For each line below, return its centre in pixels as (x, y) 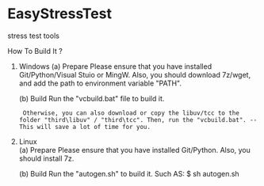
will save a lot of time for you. (94, 127)
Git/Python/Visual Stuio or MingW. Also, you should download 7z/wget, (135, 74)
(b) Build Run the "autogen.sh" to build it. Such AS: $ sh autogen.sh (129, 173)
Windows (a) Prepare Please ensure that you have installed (115, 66)
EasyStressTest (60, 14)
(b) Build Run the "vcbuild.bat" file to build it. (92, 98)
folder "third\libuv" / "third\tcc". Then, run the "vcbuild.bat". (132, 120)
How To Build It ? (35, 51)
